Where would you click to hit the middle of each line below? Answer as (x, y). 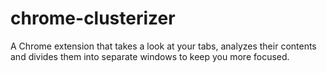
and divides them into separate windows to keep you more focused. (150, 56)
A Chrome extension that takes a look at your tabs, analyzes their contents (163, 46)
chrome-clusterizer (93, 18)
